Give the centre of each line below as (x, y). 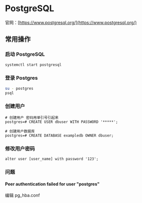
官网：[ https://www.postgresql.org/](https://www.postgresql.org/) (71, 22)
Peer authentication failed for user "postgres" (52, 184)
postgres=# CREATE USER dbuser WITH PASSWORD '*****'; (62, 122)
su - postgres (19, 88)
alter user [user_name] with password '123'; (52, 159)
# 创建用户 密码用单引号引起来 (32, 118)
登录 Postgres (21, 78)
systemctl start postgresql (33, 65)
